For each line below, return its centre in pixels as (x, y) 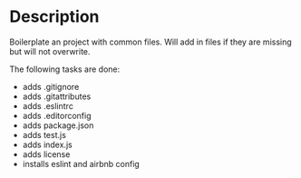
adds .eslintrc (48, 105)
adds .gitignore (51, 86)
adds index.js (47, 144)
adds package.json (58, 125)
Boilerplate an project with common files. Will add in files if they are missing (150, 42)
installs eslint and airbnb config (81, 163)
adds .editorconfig (57, 115)
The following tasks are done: (65, 69)
